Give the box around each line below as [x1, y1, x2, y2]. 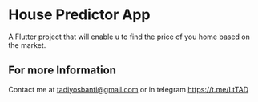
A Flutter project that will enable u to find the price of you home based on [8, 32, 250, 41]
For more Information [8, 64, 116, 77]
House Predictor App [8, 6, 151, 24]
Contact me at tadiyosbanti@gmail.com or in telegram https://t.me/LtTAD [8, 84, 249, 94]
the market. [8, 40, 46, 49]
